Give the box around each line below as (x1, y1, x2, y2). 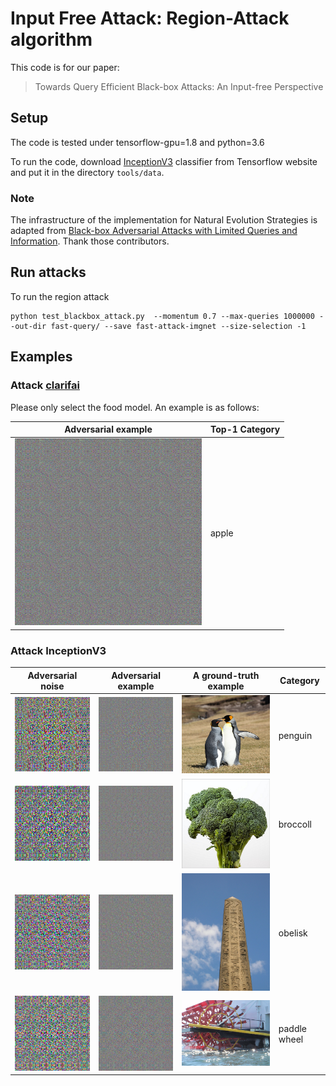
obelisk (278, 927, 308, 939)
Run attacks (10, 264, 87, 281)
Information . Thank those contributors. (10, 235, 170, 247)
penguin (278, 729, 313, 741)
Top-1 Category (210, 423, 281, 436)
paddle (278, 1023, 308, 1035)
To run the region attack (10, 290, 110, 302)
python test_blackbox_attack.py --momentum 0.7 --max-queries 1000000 (10, 311, 315, 321)
